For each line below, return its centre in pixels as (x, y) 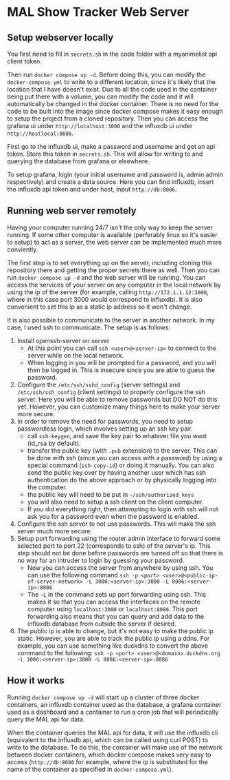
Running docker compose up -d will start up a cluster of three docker (103, 697)
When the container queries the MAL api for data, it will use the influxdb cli (113, 732)
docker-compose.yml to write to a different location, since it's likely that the (112, 82)
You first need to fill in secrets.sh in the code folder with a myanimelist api (112, 54)
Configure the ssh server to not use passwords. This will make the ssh (116, 524)
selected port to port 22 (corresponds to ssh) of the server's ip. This (114, 546)
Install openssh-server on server (63, 340)
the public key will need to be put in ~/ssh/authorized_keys (111, 494)
